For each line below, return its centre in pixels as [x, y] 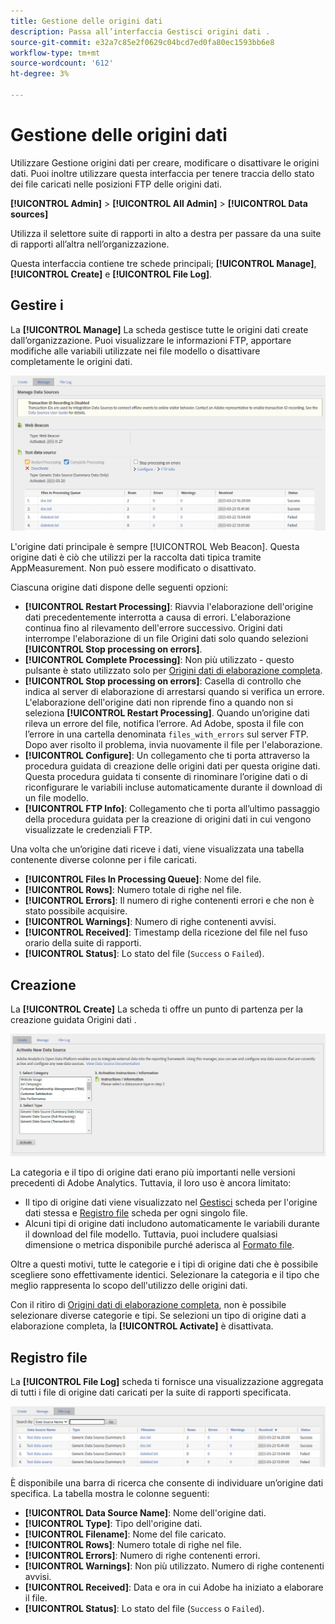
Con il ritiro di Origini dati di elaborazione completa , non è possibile [148, 1305]
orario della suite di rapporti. [83, 943]
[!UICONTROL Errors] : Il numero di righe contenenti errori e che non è [169, 901]
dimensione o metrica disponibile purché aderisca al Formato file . [159, 1245]
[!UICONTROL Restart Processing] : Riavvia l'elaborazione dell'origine [169, 607]
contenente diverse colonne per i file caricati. [103, 860]
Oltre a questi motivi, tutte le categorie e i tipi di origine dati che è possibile [164, 1264]
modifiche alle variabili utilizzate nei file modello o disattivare [135, 351]
